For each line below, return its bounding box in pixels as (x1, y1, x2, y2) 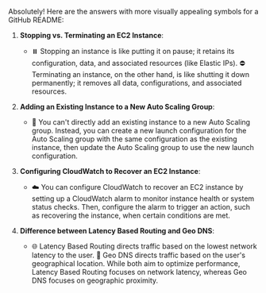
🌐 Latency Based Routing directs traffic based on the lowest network (31, 241, 258, 251)
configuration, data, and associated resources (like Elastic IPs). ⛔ (31, 59, 245, 67)
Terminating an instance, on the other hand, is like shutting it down (31, 70, 250, 79)
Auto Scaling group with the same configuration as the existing (31, 134, 237, 144)
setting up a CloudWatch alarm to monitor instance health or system (31, 194, 255, 203)
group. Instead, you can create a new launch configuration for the (31, 126, 247, 135)
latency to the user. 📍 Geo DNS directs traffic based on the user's (31, 250, 246, 260)
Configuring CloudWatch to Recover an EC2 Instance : (19, 167, 201, 175)
